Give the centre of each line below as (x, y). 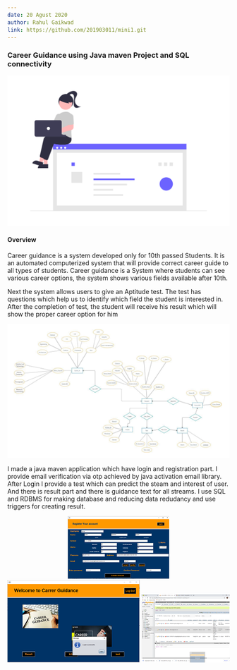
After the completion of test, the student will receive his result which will (112, 306)
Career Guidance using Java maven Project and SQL (98, 55)
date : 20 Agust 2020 (38, 15)
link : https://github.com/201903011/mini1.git (77, 30)
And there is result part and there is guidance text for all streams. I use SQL (116, 491)
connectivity (30, 64)
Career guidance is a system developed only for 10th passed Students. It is (116, 255)
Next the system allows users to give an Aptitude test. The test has (104, 291)
